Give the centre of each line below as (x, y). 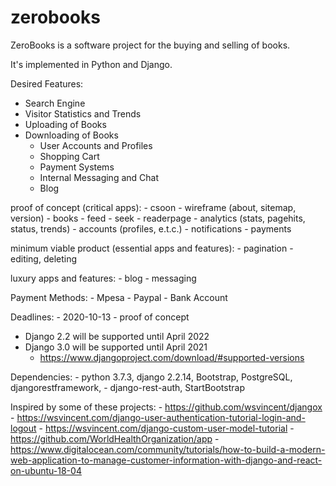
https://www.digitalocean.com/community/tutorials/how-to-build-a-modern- (168, 449)
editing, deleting (44, 258)
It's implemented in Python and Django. (91, 64)
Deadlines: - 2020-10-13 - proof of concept (100, 317)
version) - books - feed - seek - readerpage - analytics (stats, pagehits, (158, 218)
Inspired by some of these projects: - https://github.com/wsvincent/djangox (166, 407)
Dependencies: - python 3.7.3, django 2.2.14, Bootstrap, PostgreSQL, (151, 377)
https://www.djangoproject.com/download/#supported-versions (172, 357)
